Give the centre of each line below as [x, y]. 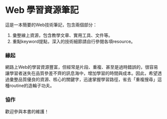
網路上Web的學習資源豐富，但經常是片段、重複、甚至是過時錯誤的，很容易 [82, 67]
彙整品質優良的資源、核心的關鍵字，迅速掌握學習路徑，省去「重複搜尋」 [83, 79]
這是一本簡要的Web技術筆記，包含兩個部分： [51, 25]
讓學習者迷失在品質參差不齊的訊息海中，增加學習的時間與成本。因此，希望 [81, 73]
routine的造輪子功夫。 [32, 86]
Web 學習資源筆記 [42, 10]
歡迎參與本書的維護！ [27, 111]
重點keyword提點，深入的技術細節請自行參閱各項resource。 [74, 41]
